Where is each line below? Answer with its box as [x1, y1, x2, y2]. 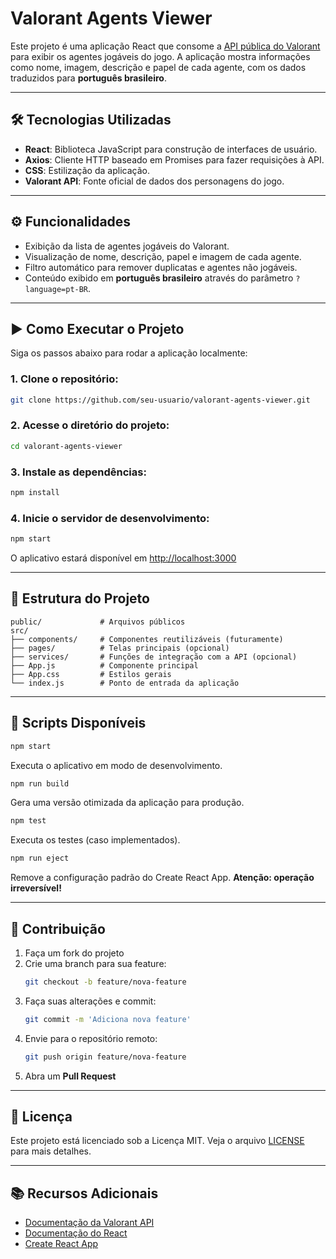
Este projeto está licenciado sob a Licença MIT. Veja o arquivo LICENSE [10, 1135, 305, 1147]
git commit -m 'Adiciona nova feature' [24, 1014, 192, 1024]
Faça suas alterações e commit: [24, 995, 157, 1007]
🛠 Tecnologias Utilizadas [10, 112, 172, 129]
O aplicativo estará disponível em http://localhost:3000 [10, 552, 237, 564]
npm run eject [10, 853, 70, 864]
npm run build [10, 778, 70, 789]
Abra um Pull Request [24, 1070, 117, 1082]
